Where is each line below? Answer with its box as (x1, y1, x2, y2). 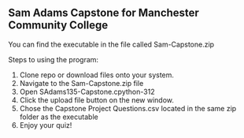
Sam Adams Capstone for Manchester (8, 6, 199, 20)
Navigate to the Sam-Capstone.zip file (19, 78, 144, 88)
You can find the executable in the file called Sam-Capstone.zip (8, 39, 215, 49)
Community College (8, 19, 109, 32)
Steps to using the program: (8, 54, 99, 64)
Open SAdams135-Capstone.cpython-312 (19, 87, 155, 96)
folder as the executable (19, 112, 98, 121)
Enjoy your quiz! (19, 120, 72, 129)
